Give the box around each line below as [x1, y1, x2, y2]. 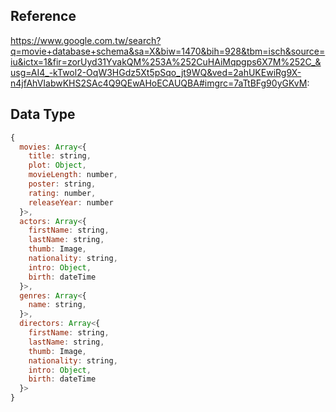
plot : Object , [28, 160, 87, 171]
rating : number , [28, 188, 97, 198]
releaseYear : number [28, 197, 114, 208]
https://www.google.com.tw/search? [10, 34, 162, 46]
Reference [10, 8, 77, 25]
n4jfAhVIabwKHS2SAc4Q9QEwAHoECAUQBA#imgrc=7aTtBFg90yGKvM [10, 77, 308, 89]
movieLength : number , [28, 170, 118, 180]
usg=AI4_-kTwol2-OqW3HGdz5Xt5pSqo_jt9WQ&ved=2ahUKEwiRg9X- [10, 66, 302, 78]
